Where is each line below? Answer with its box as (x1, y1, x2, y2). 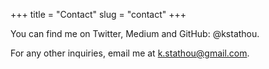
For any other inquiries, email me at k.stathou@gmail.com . (10, 47, 250, 59)
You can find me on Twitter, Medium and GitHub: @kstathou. (10, 28, 260, 39)
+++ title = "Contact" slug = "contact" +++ (10, 9, 187, 20)
